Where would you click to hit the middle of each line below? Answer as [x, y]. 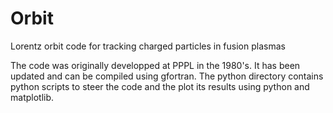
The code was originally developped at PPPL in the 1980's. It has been [155, 65]
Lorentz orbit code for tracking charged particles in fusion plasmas [148, 46]
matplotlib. [32, 97]
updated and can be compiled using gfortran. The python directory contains [167, 76]
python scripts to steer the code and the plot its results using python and [160, 86]
